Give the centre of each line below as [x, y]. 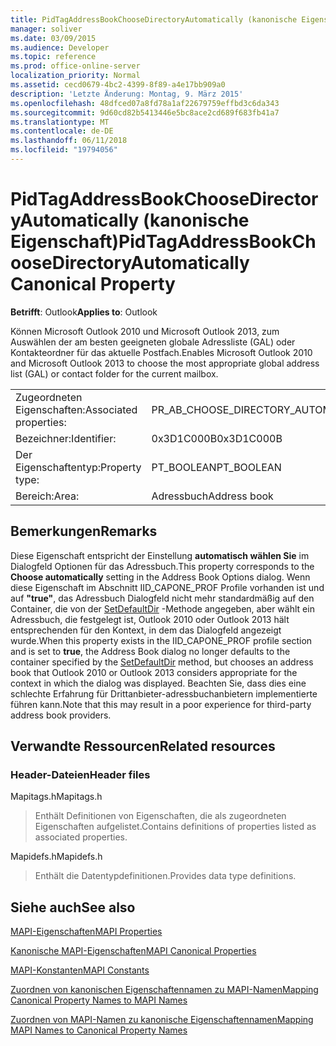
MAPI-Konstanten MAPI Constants [80, 970]
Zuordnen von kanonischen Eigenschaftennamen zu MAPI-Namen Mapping [164, 990]
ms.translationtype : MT [60, 122]
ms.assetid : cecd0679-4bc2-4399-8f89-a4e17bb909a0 [118, 85]
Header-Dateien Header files [80, 774]
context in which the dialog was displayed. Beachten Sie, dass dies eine [158, 683]
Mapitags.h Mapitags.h [56, 797]
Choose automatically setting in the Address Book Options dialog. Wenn [160, 577]
